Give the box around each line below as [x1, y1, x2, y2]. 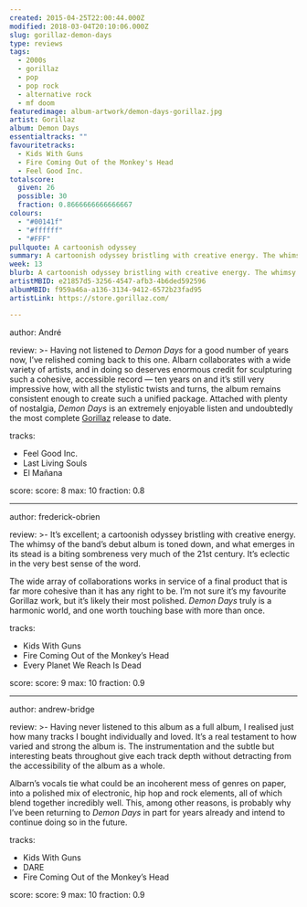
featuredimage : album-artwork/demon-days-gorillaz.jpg [9, 107, 223, 116]
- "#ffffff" [17, 226, 64, 235]
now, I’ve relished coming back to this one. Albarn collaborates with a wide [9, 353, 291, 365]
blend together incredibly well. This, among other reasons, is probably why [9, 796, 291, 808]
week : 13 [9, 259, 43, 269]
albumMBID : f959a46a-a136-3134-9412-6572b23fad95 [9, 285, 203, 294]
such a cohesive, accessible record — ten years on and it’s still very [9, 374, 265, 385]
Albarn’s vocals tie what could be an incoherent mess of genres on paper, [9, 777, 287, 788]
